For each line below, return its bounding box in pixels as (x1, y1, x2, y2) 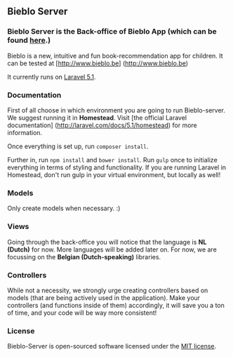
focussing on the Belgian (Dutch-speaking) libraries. (7, 252, 161, 261)
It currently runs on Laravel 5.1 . (7, 72, 96, 81)
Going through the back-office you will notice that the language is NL (7, 238, 207, 246)
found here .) (7, 35, 51, 45)
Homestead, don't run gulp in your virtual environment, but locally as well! (7, 170, 221, 178)
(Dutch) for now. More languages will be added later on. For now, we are (7, 245, 218, 254)
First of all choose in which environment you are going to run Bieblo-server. (7, 105, 226, 115)
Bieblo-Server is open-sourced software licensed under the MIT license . (7, 342, 217, 351)
